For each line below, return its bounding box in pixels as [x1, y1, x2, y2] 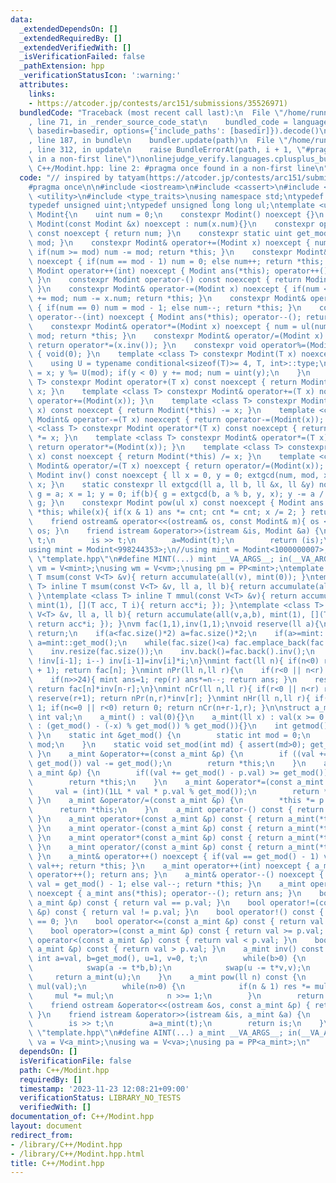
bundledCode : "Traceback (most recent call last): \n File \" [19, 107, 284, 118]
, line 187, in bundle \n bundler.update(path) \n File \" [28, 136, 288, 146]
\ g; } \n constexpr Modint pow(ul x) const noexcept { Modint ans [28, 498, 325, 508]
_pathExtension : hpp [19, 61, 105, 71]
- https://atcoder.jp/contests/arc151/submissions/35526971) [28, 98, 288, 108]
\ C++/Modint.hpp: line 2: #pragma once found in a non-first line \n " [28, 163, 329, 173]
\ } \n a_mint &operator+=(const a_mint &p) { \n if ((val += [28, 749, 329, 759]
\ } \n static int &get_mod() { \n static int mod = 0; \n [28, 731, 311, 741]
